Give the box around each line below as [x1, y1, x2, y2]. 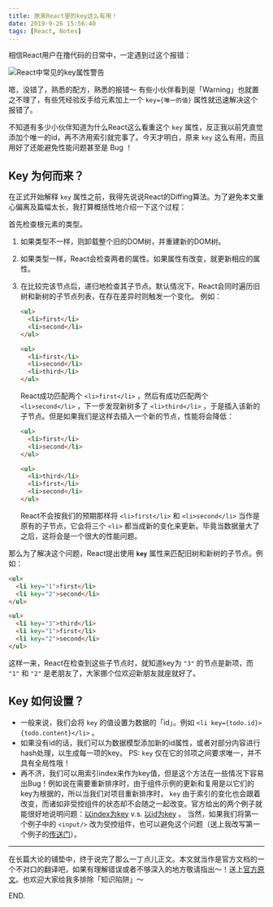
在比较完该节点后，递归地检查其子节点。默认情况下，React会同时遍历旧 [19, 281, 261, 291]
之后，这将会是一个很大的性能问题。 [19, 531, 142, 540]
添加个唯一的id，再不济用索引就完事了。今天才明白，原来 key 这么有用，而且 [8, 132, 265, 142]
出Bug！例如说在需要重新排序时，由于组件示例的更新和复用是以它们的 [19, 778, 254, 788]
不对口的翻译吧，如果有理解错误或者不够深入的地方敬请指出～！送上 [15, 864, 244, 874]
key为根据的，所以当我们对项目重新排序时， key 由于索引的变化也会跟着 [19, 788, 262, 798]
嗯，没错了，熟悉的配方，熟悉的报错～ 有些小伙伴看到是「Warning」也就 [8, 85, 252, 94]
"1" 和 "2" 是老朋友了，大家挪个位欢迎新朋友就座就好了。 [8, 668, 201, 678]
